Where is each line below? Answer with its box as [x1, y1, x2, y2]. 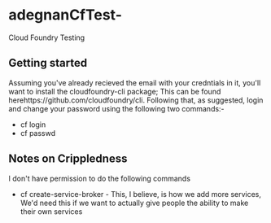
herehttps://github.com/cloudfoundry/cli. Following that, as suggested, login [8, 95, 264, 105]
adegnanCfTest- [8, 6, 123, 24]
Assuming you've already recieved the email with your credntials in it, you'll [8, 77, 261, 87]
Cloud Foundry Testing [8, 33, 85, 42]
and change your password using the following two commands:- [8, 103, 225, 113]
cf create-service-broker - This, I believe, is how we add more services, [20, 189, 262, 199]
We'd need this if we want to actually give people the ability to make [20, 198, 249, 208]
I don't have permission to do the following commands [8, 173, 191, 183]
